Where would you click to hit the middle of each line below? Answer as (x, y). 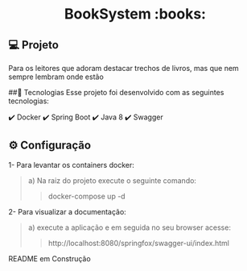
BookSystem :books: (135, 14)
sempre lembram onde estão (56, 77)
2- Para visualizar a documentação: (67, 211)
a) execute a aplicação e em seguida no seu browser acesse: (130, 227)
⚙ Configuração (49, 146)
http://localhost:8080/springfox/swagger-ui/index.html (138, 243)
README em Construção (49, 258)
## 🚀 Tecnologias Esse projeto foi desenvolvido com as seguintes (116, 92)
